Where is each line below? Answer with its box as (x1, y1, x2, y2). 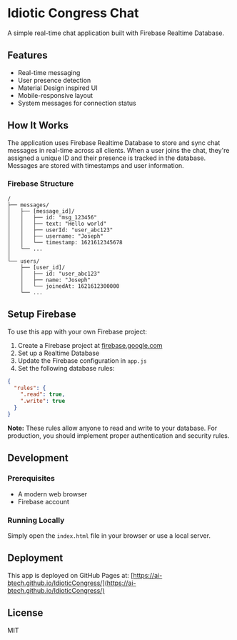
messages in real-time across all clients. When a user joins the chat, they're (7, 146, 230, 154)
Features (7, 49, 48, 61)
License (7, 607, 44, 619)
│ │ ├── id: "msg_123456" (7, 214, 98, 221)
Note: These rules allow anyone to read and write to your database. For (7, 424, 218, 432)
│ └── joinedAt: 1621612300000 (20, 282, 120, 290)
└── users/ (7, 257, 40, 265)
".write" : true (20, 398, 66, 405)
